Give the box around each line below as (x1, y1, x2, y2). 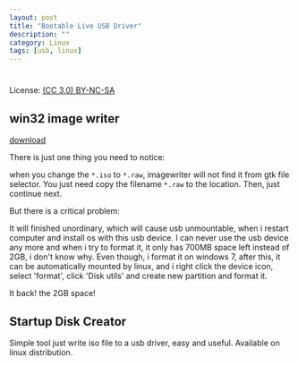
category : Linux (9, 38, 70, 47)
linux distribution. (9, 346, 73, 358)
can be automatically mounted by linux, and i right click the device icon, (9, 261, 274, 272)
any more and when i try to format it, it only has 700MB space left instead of (9, 242, 290, 253)
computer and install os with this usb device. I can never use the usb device (9, 233, 289, 243)
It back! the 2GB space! (9, 288, 96, 299)
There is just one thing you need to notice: (9, 152, 166, 163)
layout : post (9, 13, 58, 22)
